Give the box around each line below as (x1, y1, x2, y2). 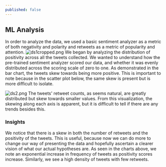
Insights (5, 118, 25, 125)
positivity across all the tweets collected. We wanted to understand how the (5, 55, 161, 60)
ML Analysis (5, 26, 45, 34)
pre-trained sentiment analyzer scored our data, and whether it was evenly (5, 60, 159, 66)
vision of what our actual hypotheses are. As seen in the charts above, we (5, 146, 157, 152)
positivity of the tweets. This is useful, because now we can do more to (5, 135, 151, 141)
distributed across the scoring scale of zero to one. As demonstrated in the (5, 65, 159, 71)
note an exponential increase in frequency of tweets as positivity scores (5, 151, 153, 157)
